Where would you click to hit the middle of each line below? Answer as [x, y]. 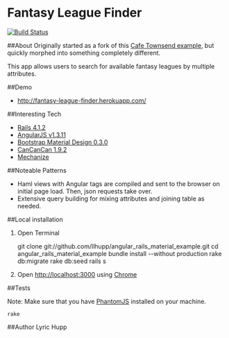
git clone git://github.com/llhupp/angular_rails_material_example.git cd [118, 246]
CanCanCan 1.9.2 [42, 149]
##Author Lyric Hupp [37, 327]
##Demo [20, 87]
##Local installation [35, 219]
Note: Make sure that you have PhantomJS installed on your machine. [107, 301]
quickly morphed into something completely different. [84, 53]
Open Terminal [39, 233]
